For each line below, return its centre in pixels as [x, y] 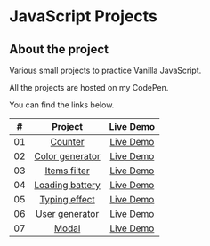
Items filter [68, 171]
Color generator [67, 156]
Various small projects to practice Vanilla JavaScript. [105, 70]
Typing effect [67, 199]
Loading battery [67, 185]
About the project [59, 49]
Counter [67, 142]
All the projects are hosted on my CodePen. [89, 87]
